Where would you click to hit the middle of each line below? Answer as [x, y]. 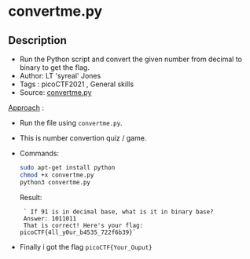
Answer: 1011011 [50, 218]
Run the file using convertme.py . [71, 123]
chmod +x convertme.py [57, 175]
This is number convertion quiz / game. [83, 138]
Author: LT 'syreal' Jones [60, 76]
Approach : [26, 108]
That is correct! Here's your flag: [83, 225]
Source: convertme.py [55, 92]
